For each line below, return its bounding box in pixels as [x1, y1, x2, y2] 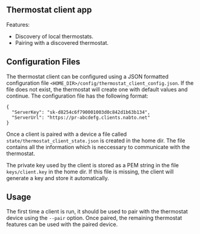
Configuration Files [6, 57, 81, 67]
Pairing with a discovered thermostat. [15, 39, 109, 46]
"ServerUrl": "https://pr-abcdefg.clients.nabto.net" [12, 115, 150, 121]
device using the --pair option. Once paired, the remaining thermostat [6, 215, 182, 222]
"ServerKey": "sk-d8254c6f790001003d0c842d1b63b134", [12, 109, 150, 115]
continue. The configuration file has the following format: [6, 92, 148, 99]
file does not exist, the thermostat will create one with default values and [6, 85, 188, 93]
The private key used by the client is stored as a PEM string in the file [6, 161, 179, 169]
